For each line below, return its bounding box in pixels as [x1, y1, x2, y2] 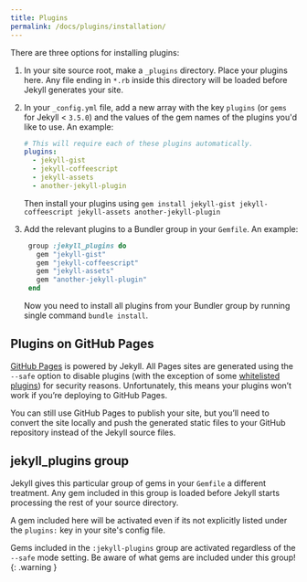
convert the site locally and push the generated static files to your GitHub [10, 417, 286, 428]
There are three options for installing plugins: [10, 47, 180, 58]
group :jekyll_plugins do [27, 241, 127, 250]
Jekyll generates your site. [23, 84, 124, 95]
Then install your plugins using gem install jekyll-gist [23, 197, 236, 208]
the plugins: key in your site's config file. [10, 524, 165, 535]
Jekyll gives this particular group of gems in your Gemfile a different [10, 477, 267, 489]
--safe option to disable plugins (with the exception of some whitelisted [10, 370, 281, 381]
